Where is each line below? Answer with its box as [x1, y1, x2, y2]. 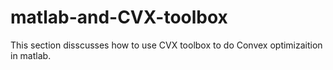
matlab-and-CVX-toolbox [10, 6, 228, 29]
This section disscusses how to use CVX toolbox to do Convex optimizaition [10, 39, 323, 51]
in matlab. [10, 49, 52, 61]
